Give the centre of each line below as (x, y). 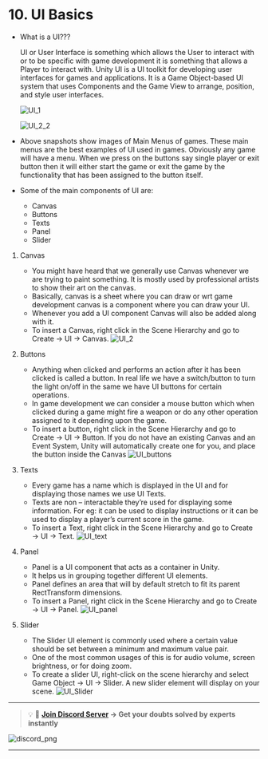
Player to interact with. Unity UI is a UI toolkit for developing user (126, 69)
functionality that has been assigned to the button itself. (111, 175)
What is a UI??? (45, 37)
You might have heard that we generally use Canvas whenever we (140, 271)
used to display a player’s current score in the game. (118, 519)
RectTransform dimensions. (77, 592)
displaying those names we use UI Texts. (99, 493)
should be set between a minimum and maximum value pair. (130, 649)
